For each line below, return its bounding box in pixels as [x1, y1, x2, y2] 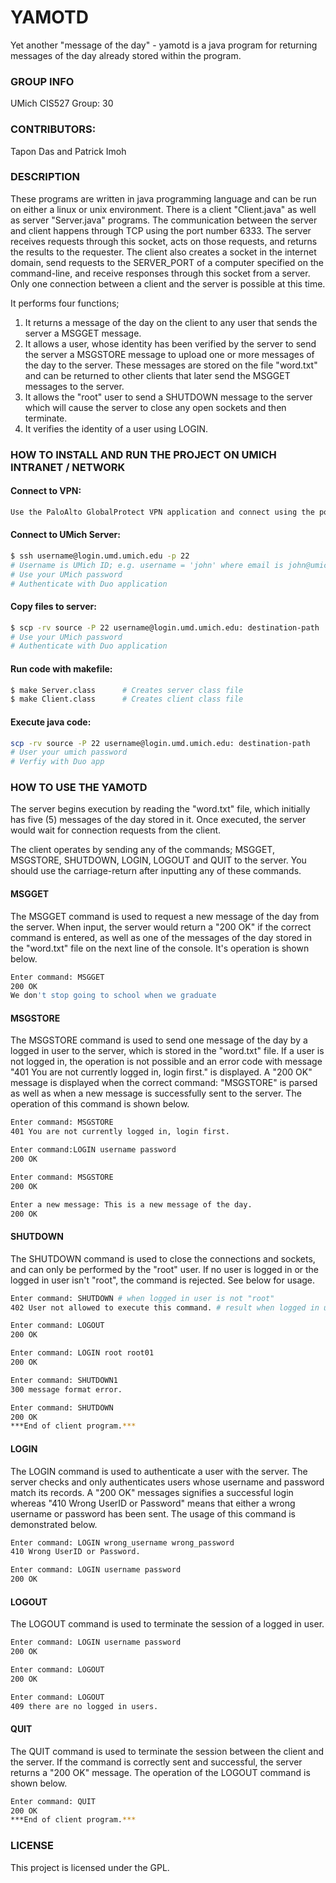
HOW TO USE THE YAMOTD [10, 781, 148, 795]
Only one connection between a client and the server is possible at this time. [10, 277, 326, 290]
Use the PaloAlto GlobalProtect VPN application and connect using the [10, 507, 315, 517]
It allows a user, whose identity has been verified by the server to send [24, 337, 317, 350]
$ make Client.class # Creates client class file [10, 694, 244, 705]
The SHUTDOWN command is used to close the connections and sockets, [10, 1252, 316, 1265]
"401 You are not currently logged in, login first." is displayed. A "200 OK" [10, 1066, 313, 1078]
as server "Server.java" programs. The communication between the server [10, 214, 318, 226]
